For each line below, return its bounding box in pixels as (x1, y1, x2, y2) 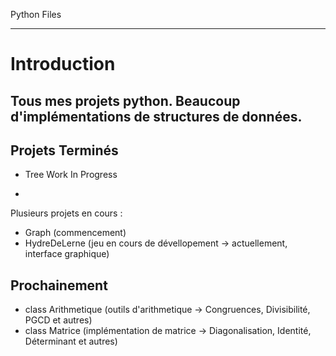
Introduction (10, 53, 116, 76)
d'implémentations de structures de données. (10, 108, 303, 125)
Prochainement (10, 277, 108, 294)
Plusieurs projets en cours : (10, 207, 123, 219)
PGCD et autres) (24, 314, 93, 326)
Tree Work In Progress (24, 169, 118, 181)
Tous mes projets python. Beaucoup (10, 92, 241, 109)
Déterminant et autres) (24, 335, 118, 348)
